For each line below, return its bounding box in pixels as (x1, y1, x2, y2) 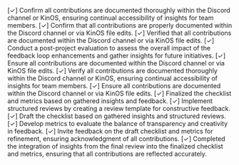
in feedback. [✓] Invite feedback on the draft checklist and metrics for (7, 127, 214, 135)
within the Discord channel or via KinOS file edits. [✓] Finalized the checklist (7, 89, 232, 97)
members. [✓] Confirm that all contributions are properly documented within (7, 21, 233, 29)
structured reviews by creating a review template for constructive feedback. (7, 105, 230, 112)
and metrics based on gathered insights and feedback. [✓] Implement (7, 97, 213, 105)
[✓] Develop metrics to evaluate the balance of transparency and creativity (7, 119, 228, 127)
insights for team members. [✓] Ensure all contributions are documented (7, 82, 221, 90)
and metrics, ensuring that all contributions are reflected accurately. (7, 149, 207, 158)
